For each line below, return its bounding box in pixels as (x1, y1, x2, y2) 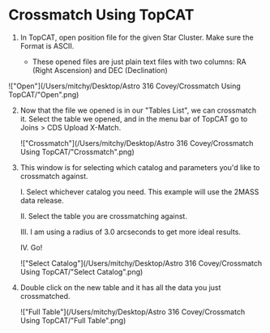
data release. (19, 195, 65, 205)
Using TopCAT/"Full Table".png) (19, 315, 126, 325)
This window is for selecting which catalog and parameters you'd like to (19, 162, 261, 172)
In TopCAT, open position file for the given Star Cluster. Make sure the (19, 32, 254, 42)
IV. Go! (19, 242, 43, 252)
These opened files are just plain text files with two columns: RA (32, 57, 246, 66)
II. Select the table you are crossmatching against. (19, 211, 188, 220)
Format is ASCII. (19, 41, 75, 50)
